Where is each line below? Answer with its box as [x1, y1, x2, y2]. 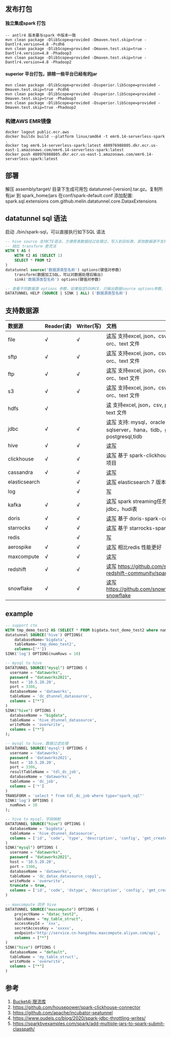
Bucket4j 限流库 [12, 998, 46, 1004]
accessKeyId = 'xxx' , [14, 921, 60, 926]
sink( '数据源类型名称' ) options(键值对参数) [14, 277, 101, 282]
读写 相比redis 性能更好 [106, 544, 162, 551]
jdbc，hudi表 [106, 505, 137, 513]
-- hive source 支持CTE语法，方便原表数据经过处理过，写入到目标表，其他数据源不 [5, 239, 160, 244]
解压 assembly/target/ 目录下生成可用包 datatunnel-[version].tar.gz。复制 [5, 186, 159, 192]
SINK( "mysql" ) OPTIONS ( [5, 845, 58, 850]
